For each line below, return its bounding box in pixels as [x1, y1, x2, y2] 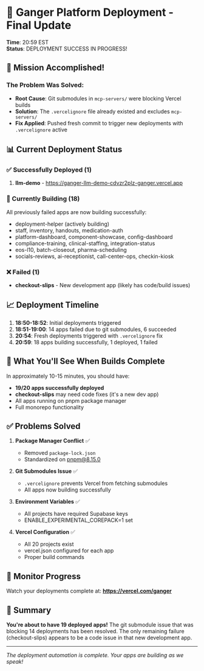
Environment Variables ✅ [15, 498, 80, 506]
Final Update [6, 18, 72, 32]
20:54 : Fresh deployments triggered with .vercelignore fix [15, 332, 163, 339]
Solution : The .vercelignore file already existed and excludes [15, 108, 170, 115]
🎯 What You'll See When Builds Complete [6, 356, 165, 367]
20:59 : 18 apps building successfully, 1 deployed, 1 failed [15, 338, 158, 346]
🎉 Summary [6, 605, 52, 615]
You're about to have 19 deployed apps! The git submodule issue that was [6, 621, 194, 628]
